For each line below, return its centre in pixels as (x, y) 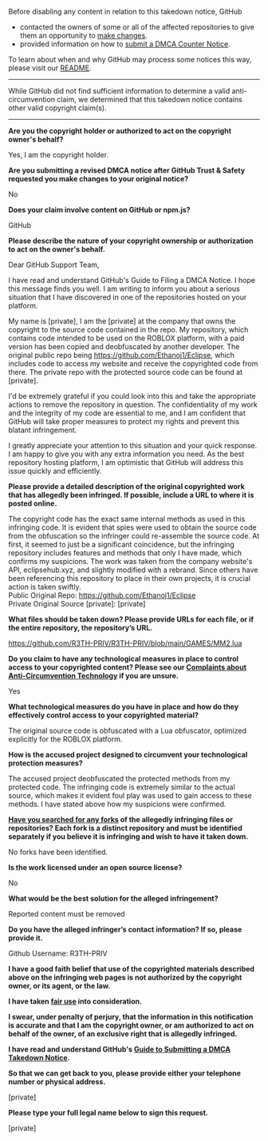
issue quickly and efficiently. (55, 471)
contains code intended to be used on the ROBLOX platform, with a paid (126, 338)
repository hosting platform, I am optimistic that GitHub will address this (126, 462)
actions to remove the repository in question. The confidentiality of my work (133, 404)
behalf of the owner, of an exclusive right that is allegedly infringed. (123, 1034)
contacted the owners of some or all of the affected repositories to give (137, 27)
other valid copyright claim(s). (57, 108)
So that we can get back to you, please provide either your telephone (125, 1073)
